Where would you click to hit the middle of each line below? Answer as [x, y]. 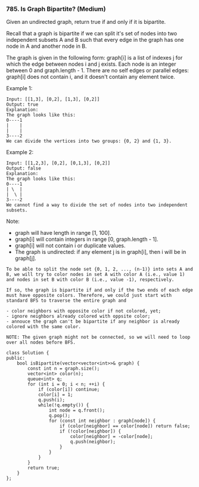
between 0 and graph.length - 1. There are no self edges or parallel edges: [98, 71]
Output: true [22, 105]
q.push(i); [52, 400]
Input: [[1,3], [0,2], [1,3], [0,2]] [53, 99]
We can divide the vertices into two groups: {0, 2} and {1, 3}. [89, 141]
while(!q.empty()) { [63, 405]
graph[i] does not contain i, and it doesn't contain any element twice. [91, 77]
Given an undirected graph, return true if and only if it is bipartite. [86, 22]
